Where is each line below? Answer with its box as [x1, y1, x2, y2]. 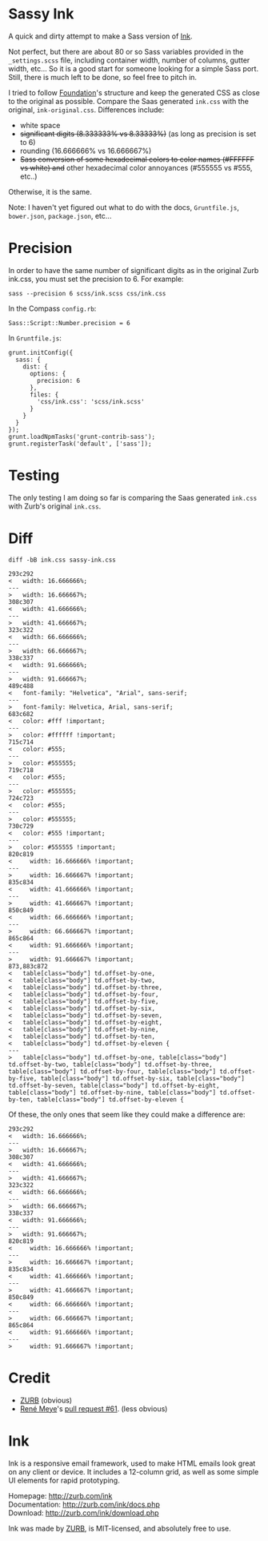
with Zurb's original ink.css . [8, 501, 102, 511]
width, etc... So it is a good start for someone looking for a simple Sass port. [8, 63, 258, 73]
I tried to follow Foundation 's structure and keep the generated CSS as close [8, 87, 260, 97]
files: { [29, 390, 59, 399]
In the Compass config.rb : [8, 304, 97, 313]
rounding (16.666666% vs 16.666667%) [19, 146, 152, 155]
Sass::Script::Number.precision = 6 [8, 319, 130, 327]
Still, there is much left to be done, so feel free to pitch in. [8, 72, 198, 82]
